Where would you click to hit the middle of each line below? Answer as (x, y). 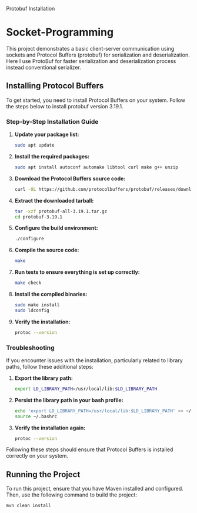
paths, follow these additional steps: (50, 366)
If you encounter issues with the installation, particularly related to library (95, 360)
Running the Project (43, 474)
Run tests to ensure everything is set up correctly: (77, 272)
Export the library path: (44, 378)
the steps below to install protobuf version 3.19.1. (65, 106)
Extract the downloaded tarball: (54, 200)
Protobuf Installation (31, 9)
